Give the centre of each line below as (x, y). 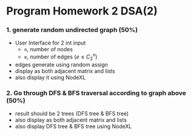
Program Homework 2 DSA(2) (82, 11)
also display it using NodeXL (50, 77)
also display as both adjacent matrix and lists (71, 120)
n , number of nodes (48, 49)
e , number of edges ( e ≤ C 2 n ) (61, 57)
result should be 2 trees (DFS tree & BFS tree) (72, 114)
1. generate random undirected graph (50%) (72, 30)
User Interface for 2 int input (50, 43)
